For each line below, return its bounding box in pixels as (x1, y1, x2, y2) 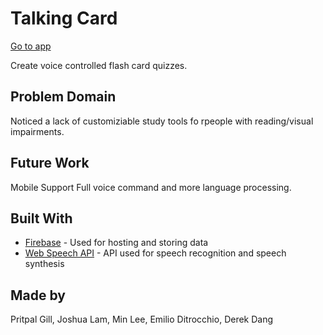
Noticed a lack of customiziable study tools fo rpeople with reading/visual (10, 115, 314, 127)
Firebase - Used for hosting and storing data (24, 237, 209, 249)
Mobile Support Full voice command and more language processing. (10, 181, 292, 193)
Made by (10, 287, 66, 304)
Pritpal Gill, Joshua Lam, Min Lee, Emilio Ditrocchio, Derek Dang (10, 313, 274, 326)
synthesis (24, 258, 65, 270)
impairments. (10, 125, 65, 137)
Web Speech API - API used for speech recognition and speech (24, 247, 287, 259)
